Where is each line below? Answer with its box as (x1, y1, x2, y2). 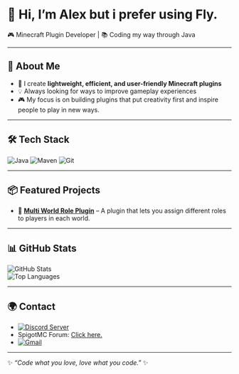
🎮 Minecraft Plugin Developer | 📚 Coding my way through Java (7, 30, 196, 38)
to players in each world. (17, 214, 90, 223)
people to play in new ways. (17, 105, 100, 114)
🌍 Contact (7, 300, 55, 312)
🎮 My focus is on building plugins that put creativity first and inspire (17, 95, 219, 104)
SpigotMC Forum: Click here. (17, 331, 103, 338)
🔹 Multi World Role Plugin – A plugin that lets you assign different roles (17, 206, 226, 215)
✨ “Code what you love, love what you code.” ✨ (7, 358, 149, 367)
